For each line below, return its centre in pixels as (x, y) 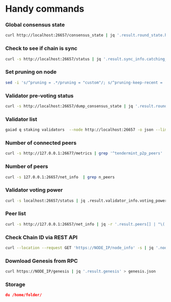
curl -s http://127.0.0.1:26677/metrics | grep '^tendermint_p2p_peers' (84, 153)
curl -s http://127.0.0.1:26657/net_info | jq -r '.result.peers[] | (81, 224)
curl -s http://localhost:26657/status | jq (53, 59)
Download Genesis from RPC (41, 261)
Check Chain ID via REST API (41, 237)
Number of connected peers (41, 143)
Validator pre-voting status (39, 96)
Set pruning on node (31, 72)
